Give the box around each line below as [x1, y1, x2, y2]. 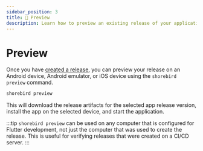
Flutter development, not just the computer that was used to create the [6, 126, 182, 133]
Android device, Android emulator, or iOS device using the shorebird [6, 72, 177, 80]
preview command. [6, 79, 53, 86]
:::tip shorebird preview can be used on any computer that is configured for [6, 120, 195, 127]
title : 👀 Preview [6, 14, 50, 21]
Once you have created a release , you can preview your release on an [6, 66, 181, 73]
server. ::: [6, 139, 30, 146]
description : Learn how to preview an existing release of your [6, 20, 172, 26]
